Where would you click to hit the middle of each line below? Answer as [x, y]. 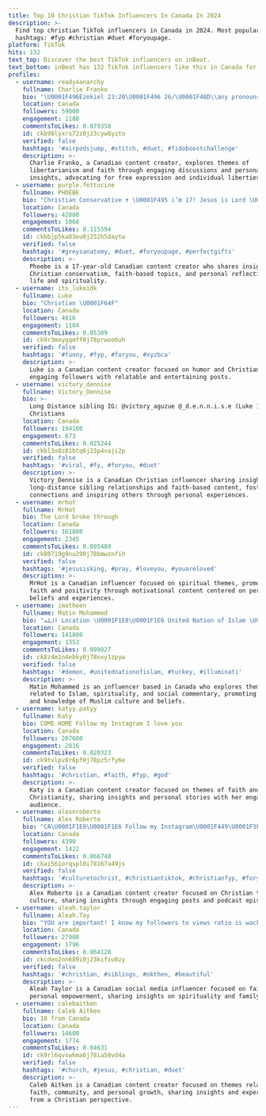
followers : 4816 [49, 318]
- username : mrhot [46, 502]
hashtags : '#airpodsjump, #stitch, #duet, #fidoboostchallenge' [131, 148]
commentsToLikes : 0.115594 [67, 230]
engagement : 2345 [51, 539]
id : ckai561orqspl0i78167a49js [74, 864]
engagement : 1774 [51, 1041]
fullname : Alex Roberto [62, 819]
